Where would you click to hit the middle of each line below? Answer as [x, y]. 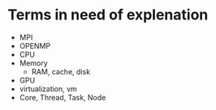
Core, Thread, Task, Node [63, 97]
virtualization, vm [48, 89]
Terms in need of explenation [108, 15]
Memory [33, 63]
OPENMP [35, 45]
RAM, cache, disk [61, 71]
